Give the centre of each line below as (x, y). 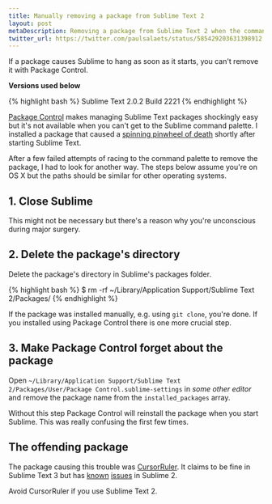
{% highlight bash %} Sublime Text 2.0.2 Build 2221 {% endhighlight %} (128, 101)
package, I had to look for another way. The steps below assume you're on (133, 167)
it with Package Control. (48, 70)
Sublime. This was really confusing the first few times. (98, 421)
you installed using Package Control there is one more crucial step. (120, 322)
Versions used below (45, 86)
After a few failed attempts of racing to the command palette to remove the (133, 159)
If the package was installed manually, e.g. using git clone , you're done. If (133, 314)
